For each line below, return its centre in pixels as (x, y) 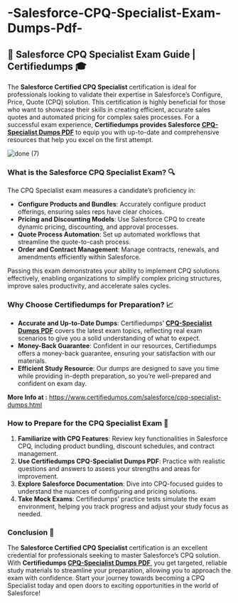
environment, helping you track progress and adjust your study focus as (123, 506)
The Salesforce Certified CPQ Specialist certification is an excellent (108, 548)
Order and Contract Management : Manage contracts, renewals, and (118, 249)
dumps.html (25, 404)
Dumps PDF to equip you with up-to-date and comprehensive (129, 132)
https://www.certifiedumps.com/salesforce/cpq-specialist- (135, 397)
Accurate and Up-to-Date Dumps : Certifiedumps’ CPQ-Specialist (115, 323)
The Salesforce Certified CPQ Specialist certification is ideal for (102, 87)
